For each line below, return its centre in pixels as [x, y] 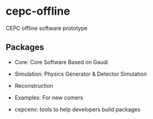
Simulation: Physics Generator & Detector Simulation [81, 74]
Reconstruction [34, 85]
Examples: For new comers [49, 97]
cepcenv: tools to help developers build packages [77, 109]
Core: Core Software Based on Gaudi [61, 62]
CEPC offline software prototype [47, 28]
